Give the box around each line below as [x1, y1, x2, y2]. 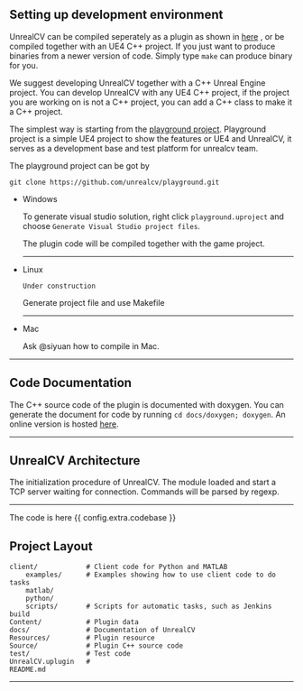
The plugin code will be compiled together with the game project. [22, 238, 266, 249]
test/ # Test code [9, 650, 131, 659]
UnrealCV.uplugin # [9, 658, 91, 667]
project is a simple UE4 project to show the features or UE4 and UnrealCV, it [9, 133, 292, 143]
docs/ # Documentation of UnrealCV [9, 626, 196, 635]
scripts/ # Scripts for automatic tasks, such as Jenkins [25, 602, 272, 612]
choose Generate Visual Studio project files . [22, 220, 201, 231]
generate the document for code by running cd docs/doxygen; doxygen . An [9, 409, 286, 419]
